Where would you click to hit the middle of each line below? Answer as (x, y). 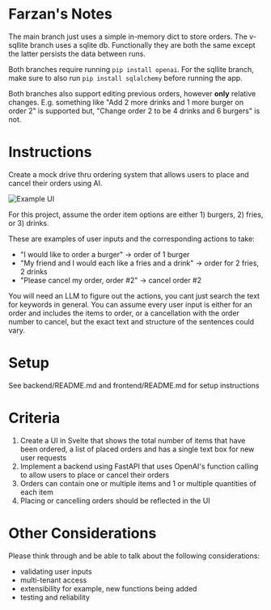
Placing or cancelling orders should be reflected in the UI (115, 500)
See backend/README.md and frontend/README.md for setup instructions (134, 385)
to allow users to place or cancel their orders (95, 475)
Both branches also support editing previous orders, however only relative (132, 93)
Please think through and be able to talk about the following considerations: (134, 556)
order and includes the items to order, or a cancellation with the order (124, 313)
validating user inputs (56, 571)
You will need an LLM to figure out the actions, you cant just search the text (134, 295)
